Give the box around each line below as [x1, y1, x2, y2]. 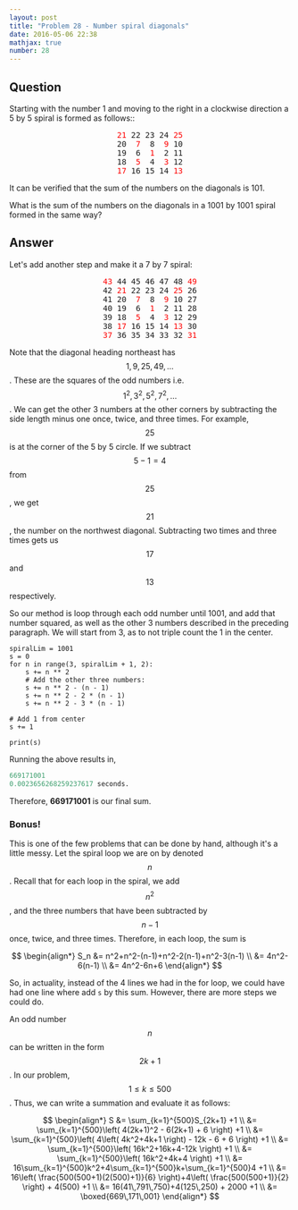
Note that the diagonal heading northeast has [9, 346, 176, 358]
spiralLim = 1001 [9, 645, 74, 654]
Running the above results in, [9, 754, 117, 765]
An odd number [9, 1014, 67, 1025]
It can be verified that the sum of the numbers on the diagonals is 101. [9, 182, 266, 193]
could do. [9, 996, 45, 1007]
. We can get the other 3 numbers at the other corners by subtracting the [9, 404, 277, 415]
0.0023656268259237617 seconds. [9, 780, 129, 789]
